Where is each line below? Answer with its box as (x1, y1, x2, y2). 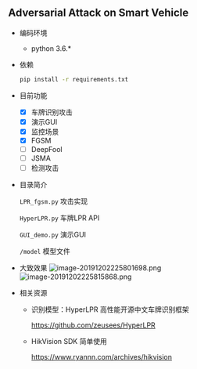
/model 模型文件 (19, 247, 70, 256)
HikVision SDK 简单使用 (30, 337, 107, 346)
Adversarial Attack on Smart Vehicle (8, 6, 189, 20)
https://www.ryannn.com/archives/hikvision (30, 353, 173, 362)
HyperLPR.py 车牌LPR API (19, 213, 100, 222)
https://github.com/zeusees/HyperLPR (30, 320, 156, 330)
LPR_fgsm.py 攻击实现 (19, 197, 88, 206)
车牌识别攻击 (30, 107, 73, 117)
